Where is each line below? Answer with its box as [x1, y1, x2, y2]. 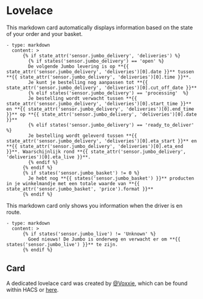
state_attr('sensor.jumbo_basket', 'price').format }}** [6, 186, 154, 192]
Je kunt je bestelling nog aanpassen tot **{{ [28, 79, 148, 85]
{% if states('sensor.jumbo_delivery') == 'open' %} [28, 58, 165, 64]
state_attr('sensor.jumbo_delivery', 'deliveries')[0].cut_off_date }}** [6, 85, 198, 91]
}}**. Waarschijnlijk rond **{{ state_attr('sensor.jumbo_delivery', [6, 149, 187, 155]
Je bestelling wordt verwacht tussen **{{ [28, 95, 137, 101]
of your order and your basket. [6, 30, 83, 37]
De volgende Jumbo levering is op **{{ [28, 63, 129, 69]
